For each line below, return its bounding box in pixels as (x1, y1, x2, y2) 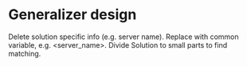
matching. (8, 49, 41, 58)
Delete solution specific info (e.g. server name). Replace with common (8, 32, 239, 41)
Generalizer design (8, 6, 137, 24)
